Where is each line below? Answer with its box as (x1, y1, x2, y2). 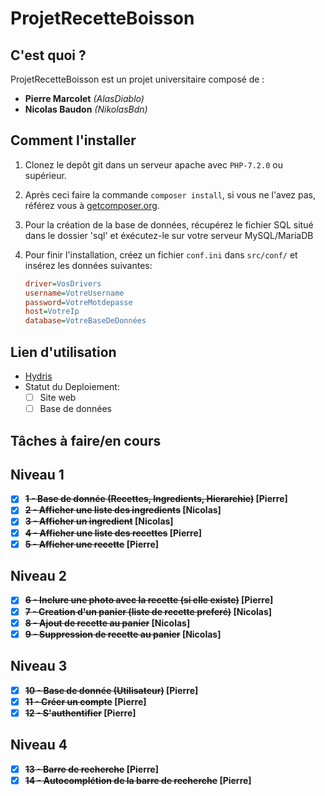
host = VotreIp (24, 307, 80, 317)
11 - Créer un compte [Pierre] (24, 695, 147, 707)
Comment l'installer (10, 132, 137, 149)
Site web (39, 392, 77, 403)
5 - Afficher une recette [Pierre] (24, 538, 160, 550)
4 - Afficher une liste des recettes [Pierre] (24, 527, 203, 539)
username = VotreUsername (24, 288, 125, 298)
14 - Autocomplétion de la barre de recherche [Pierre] (24, 774, 252, 786)
